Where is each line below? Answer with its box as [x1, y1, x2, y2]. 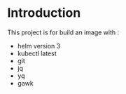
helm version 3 [17, 41, 61, 50]
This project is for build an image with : [7, 28, 120, 36]
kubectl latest [17, 49, 57, 58]
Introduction [7, 5, 81, 21]
